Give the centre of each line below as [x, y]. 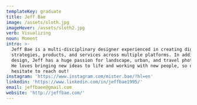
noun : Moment [22, 38]
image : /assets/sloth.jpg [38, 22]
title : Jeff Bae [26, 17]
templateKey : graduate [34, 11]
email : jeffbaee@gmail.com [39, 87]
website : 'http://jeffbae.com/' [45, 93]
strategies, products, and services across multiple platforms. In [96, 55]
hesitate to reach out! [40, 71]
